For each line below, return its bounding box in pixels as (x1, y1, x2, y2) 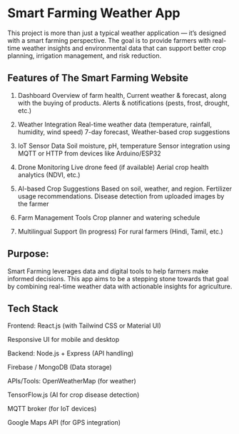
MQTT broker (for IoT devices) (7, 405, 97, 413)
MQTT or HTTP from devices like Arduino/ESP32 (17, 148, 162, 158)
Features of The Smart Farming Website (7, 72, 189, 84)
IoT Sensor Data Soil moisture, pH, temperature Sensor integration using (17, 141, 230, 150)
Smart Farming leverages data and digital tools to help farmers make (7, 266, 209, 276)
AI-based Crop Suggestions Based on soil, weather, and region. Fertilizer (17, 184, 232, 193)
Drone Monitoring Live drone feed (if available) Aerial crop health (17, 163, 209, 171)
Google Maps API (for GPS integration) (7, 418, 121, 427)
